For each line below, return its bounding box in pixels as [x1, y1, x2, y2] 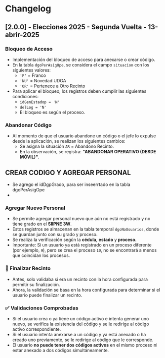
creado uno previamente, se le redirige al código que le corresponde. [12, 337, 154, 343]
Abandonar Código [5, 121, 52, 128]
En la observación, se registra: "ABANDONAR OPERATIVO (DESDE [19, 149, 157, 155]
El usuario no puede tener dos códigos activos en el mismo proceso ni [12, 342, 158, 348]
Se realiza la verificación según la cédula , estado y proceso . [12, 237, 137, 243]
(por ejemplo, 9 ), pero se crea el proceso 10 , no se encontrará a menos [12, 247, 157, 253]
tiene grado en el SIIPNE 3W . [12, 221, 72, 227]
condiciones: [12, 93, 39, 99]
